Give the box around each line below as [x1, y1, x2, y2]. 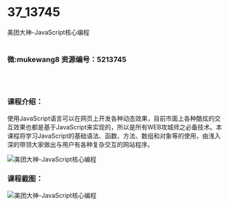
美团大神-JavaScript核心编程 [7, 28, 90, 36]
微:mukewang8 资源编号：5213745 [7, 54, 127, 64]
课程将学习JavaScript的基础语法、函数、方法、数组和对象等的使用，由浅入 [7, 132, 221, 140]
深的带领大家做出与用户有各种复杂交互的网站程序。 [7, 140, 154, 148]
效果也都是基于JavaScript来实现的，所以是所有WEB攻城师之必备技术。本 [13, 122, 223, 131]
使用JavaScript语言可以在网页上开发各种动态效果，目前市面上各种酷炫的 [7, 114, 215, 122]
